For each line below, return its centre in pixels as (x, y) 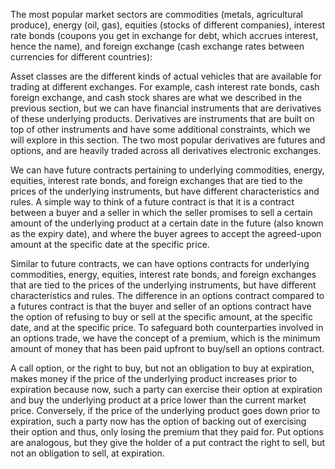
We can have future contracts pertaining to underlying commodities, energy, (167, 170)
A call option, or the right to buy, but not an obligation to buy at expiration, (162, 368)
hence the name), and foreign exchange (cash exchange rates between (157, 46)
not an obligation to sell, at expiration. (87, 453)
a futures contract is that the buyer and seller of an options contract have (161, 306)
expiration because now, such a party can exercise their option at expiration (166, 389)
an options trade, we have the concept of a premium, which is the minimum (165, 338)
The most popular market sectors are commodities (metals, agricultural (156, 14)
